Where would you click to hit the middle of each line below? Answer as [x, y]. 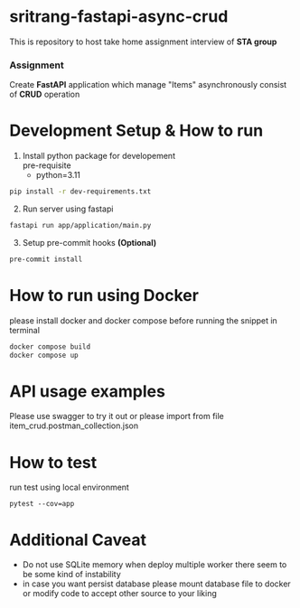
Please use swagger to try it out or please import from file [117, 416]
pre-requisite [47, 165]
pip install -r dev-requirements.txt [80, 192]
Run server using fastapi [68, 209]
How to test [53, 462]
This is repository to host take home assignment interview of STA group [143, 42]
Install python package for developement [99, 156]
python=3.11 [58, 175]
